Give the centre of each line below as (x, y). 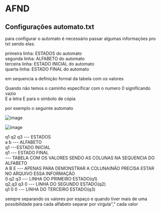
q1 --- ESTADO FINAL (27, 153)
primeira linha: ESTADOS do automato (44, 53)
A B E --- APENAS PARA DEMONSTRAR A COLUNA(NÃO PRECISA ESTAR (80, 168)
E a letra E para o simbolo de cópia (40, 99)
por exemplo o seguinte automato (39, 108)
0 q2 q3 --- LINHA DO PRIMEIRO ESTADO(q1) (51, 179)
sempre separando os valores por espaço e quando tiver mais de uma (76, 199)
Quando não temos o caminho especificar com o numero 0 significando (78, 88)
